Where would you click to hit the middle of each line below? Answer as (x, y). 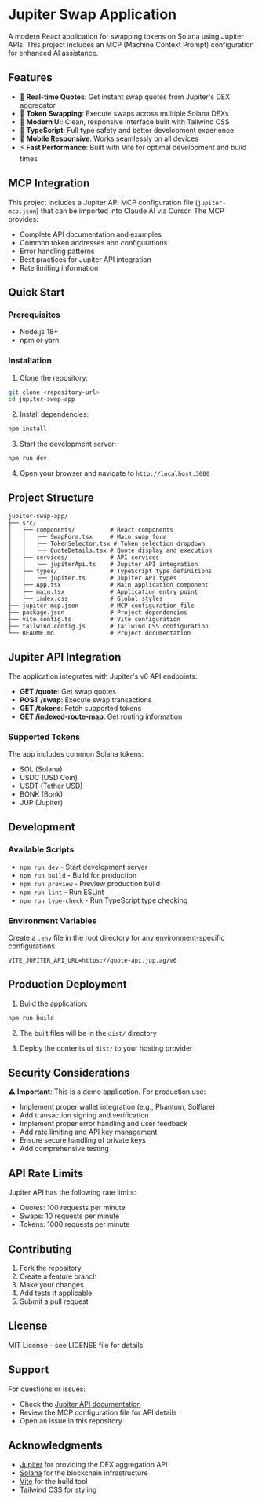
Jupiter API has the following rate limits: (72, 1192)
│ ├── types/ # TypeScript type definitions (110, 571)
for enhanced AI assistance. (53, 53)
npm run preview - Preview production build (90, 883)
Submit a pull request (54, 1301)
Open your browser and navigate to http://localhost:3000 (115, 473)
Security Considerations (69, 1073)
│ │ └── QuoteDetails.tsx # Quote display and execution (110, 550)
